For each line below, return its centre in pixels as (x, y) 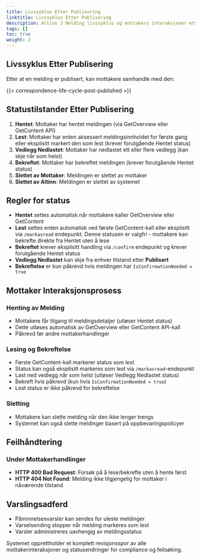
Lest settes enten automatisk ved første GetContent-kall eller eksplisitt (102, 228)
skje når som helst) (38, 156)
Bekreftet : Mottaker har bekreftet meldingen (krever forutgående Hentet (104, 162)
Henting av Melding (35, 308)
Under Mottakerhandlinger (46, 460)
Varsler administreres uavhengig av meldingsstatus (78, 532)
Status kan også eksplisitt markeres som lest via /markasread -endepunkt (104, 369)
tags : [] (17, 29)
